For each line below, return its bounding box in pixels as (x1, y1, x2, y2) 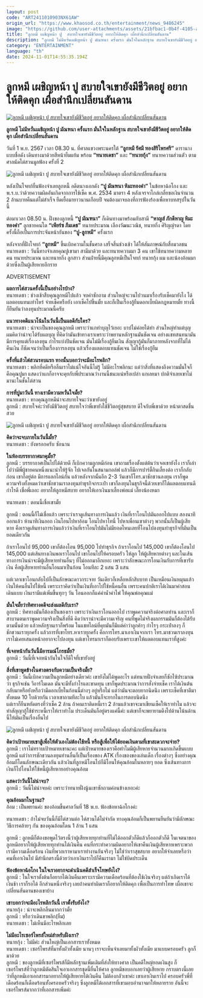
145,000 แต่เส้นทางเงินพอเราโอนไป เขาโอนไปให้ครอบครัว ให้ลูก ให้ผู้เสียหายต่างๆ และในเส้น (6, 549, 193, 557)
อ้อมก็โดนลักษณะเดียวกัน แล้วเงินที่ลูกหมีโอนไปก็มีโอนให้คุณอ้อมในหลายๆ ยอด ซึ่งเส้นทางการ (6, 758, 192, 765)
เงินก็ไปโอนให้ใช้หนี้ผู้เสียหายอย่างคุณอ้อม (6, 765, 89, 773)
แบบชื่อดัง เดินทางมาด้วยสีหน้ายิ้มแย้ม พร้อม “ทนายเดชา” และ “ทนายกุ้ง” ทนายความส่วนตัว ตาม (6, 151, 196, 158)
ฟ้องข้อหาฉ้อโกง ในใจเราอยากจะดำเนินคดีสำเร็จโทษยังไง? (6, 866, 120, 873)
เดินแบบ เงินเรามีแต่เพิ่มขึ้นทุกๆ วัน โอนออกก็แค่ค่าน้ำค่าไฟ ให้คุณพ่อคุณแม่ (6, 589, 153, 596)
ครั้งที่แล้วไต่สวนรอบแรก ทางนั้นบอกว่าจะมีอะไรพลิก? (6, 356, 111, 363)
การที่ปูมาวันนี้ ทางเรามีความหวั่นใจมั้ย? (6, 389, 83, 396)
